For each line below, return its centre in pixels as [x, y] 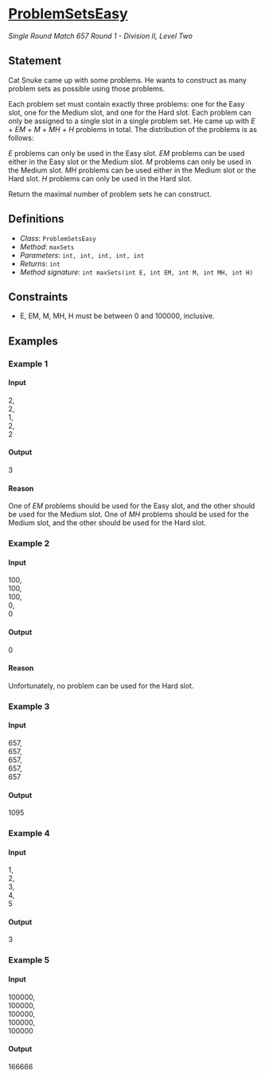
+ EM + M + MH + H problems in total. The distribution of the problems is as [132, 129]
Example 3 [29, 706]
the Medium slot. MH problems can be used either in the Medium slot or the [132, 170]
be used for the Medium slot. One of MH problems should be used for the [129, 515]
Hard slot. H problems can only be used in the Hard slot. [100, 178]
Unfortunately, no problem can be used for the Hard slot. [101, 686]
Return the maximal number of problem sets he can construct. [110, 194]
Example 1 [28, 364]
